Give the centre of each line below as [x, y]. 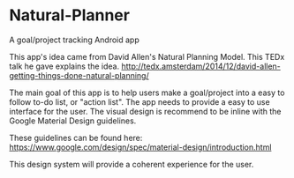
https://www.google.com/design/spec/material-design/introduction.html [140, 147]
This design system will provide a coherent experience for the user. [132, 164]
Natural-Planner [70, 15]
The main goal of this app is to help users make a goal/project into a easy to [147, 93]
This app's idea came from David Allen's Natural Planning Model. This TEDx [147, 56]
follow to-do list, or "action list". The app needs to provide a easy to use [140, 101]
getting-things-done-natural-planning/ [79, 75]
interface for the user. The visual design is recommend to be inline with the [145, 111]
